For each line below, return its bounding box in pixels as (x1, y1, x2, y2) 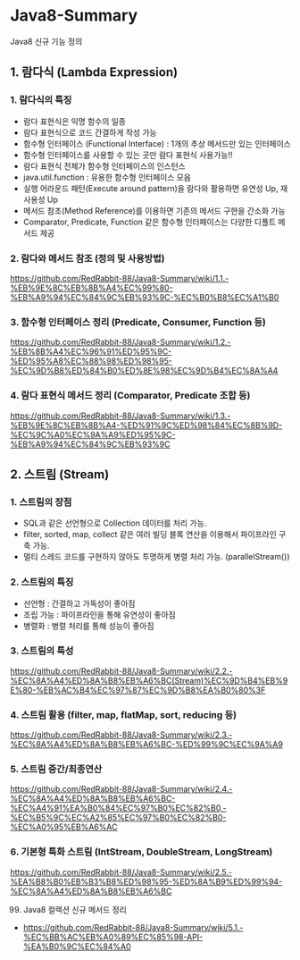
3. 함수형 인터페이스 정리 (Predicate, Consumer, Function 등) (10, 316, 266, 328)
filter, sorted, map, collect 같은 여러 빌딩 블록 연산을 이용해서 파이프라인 (22, 529, 278, 540)
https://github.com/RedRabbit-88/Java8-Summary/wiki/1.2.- (10, 337, 231, 348)
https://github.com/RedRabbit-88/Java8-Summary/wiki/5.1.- (22, 922, 244, 932)
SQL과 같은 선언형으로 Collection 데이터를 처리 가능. (22, 518, 207, 528)
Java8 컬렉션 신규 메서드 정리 (22, 904, 128, 914)
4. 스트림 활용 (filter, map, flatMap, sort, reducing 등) (10, 708, 237, 720)
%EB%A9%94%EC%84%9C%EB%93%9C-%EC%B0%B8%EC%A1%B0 (10, 291, 279, 302)
